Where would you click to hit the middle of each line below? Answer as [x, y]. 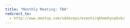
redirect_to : [18, 14]
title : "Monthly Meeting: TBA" [37, 9]
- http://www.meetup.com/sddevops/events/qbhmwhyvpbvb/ [67, 18]
